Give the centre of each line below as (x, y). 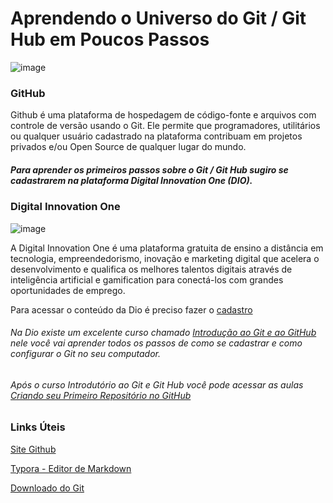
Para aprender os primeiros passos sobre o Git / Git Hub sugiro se (149, 169)
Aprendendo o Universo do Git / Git (158, 18)
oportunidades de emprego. (68, 290)
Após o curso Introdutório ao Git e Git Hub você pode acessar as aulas (157, 384)
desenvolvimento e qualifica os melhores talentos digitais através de (151, 269)
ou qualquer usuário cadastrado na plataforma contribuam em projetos (156, 136)
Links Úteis (38, 427)
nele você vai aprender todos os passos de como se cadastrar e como (156, 343)
